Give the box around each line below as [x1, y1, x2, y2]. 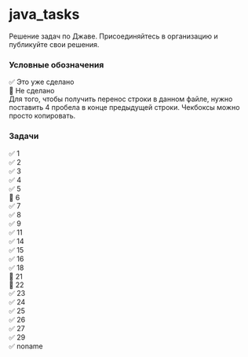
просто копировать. [9, 111, 76, 121]
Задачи [9, 131, 39, 142]
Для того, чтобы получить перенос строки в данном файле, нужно [9, 94, 233, 104]
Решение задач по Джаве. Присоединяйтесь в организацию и [9, 31, 218, 41]
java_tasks [9, 5, 80, 24]
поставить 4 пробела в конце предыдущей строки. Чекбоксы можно [9, 103, 240, 112]
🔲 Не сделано [9, 86, 55, 96]
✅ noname [9, 341, 44, 351]
